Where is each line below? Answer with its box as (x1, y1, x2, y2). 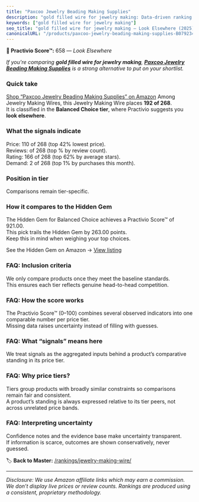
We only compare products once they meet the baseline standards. (6, 274, 171, 282)
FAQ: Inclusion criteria (6, 261, 72, 270)
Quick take (6, 80, 38, 88)
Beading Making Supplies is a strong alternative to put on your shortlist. (6, 65, 184, 72)
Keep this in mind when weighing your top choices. (6, 235, 131, 242)
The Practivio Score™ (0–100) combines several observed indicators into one (6, 310, 193, 317)
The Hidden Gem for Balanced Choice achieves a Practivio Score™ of (6, 216, 175, 223)
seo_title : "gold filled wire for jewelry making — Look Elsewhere (6, 25, 176, 31)
